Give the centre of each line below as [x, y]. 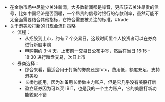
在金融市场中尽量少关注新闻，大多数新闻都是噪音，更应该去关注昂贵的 [82, 7]
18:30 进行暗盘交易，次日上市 [55, 57]
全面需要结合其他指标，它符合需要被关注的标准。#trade [71, 20]
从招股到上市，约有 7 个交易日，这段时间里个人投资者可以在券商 [91, 38]
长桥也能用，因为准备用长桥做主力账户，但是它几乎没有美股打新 [90, 82]
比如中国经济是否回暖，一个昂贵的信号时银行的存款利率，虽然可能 [87, 13]
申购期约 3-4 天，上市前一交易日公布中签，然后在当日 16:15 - [88, 51]
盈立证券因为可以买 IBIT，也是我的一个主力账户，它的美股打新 [89, 88]
